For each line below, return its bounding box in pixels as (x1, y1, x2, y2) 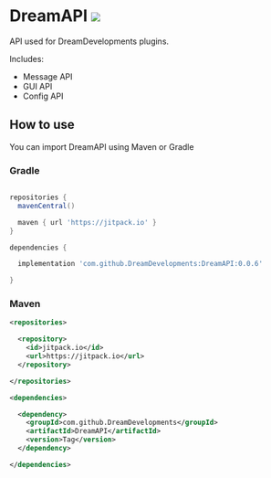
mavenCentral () (17, 201, 76, 210)
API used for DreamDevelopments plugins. (9, 36, 170, 47)
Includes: (9, 53, 44, 64)
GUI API (22, 80, 53, 91)
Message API (22, 70, 73, 82)
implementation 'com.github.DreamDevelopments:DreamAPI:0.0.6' (17, 260, 263, 269)
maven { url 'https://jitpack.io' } (17, 218, 157, 227)
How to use (9, 117, 75, 133)
